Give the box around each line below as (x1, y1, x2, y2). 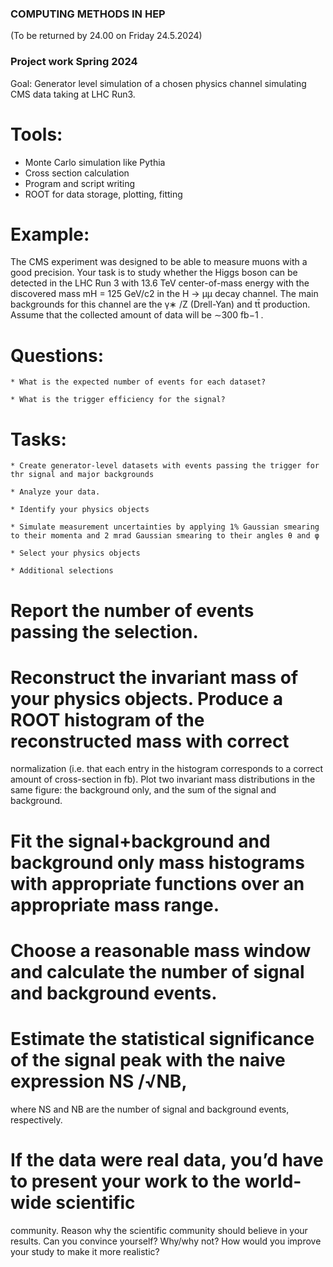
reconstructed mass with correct (10, 730, 290, 752)
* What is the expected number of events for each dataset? (10, 377, 267, 387)
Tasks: (10, 428, 67, 451)
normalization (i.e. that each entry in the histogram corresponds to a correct (10, 763, 324, 775)
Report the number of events (10, 599, 255, 622)
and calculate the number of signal (10, 960, 305, 983)
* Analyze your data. (10, 487, 101, 497)
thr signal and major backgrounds (10, 470, 155, 480)
